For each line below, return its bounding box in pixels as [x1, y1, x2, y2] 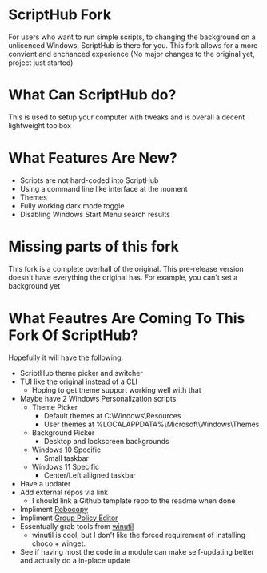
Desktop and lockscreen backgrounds [43, 436, 169, 446]
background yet [8, 280, 61, 290]
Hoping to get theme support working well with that [31, 385, 201, 394]
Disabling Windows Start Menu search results [19, 209, 170, 219]
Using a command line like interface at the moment [19, 184, 188, 193]
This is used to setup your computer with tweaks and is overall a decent [8, 112, 245, 122]
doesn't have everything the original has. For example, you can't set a [8, 272, 238, 282]
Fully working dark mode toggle [19, 200, 125, 210]
